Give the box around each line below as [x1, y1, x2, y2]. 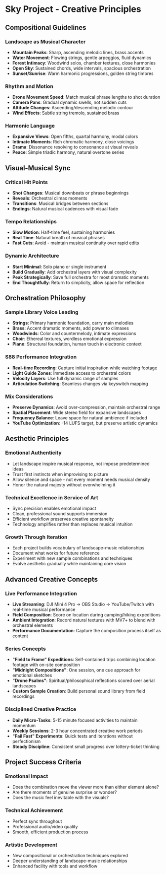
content [12, 633, 28, 639]
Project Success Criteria [5, 758, 82, 766]
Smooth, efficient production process [12, 829, 88, 835]
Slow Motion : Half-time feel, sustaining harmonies [12, 229, 115, 235]
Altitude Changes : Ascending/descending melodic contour [12, 105, 133, 111]
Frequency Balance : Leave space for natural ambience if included [12, 415, 147, 421]
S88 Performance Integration [5, 353, 77, 360]
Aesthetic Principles [5, 434, 69, 443]
